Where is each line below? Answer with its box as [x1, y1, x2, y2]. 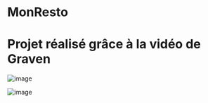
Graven [7, 51, 51, 67]
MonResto [7, 4, 69, 20]
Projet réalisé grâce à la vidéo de [7, 36, 202, 53]
